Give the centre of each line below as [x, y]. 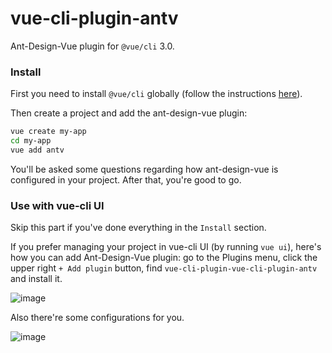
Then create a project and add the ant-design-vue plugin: [129, 113]
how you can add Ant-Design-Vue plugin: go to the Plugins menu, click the [164, 258]
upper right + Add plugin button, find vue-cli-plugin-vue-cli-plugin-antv [164, 268]
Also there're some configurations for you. [97, 318]
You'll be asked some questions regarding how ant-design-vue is [144, 169]
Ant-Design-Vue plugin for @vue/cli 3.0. [92, 46]
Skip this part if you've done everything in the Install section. [138, 228]
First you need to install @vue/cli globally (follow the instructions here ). [156, 94]
